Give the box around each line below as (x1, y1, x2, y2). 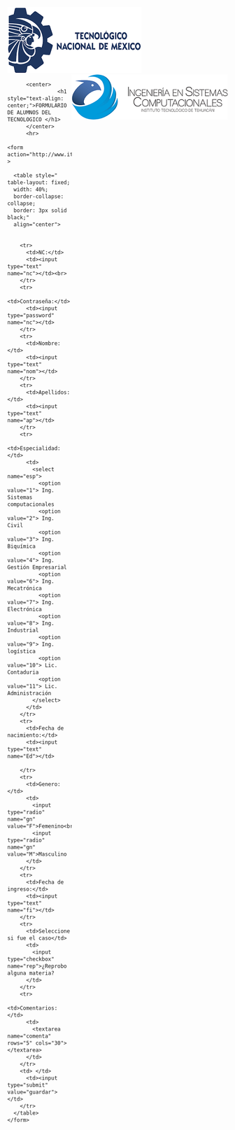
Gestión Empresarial (7, 564, 68, 571)
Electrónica (7, 606, 42, 613)
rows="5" (7, 1040, 33, 1047)
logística (7, 648, 36, 655)
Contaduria (7, 669, 39, 676)
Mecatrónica (7, 585, 42, 592)
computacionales (7, 501, 55, 508)
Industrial (7, 627, 39, 634)
